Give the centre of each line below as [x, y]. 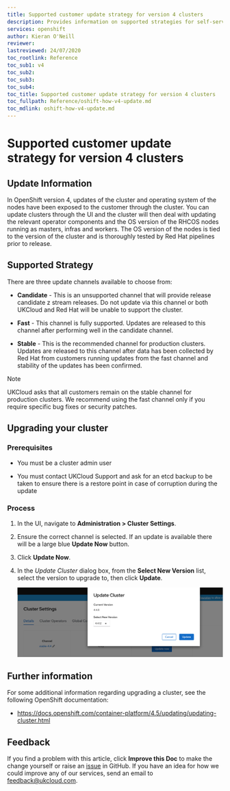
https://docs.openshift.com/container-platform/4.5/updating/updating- [117, 713]
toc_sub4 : [21, 87]
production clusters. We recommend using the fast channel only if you [106, 399]
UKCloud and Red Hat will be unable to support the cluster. [100, 310]
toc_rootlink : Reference [42, 58]
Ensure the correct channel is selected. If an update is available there [114, 536]
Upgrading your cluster [57, 428]
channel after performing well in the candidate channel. [95, 330]
